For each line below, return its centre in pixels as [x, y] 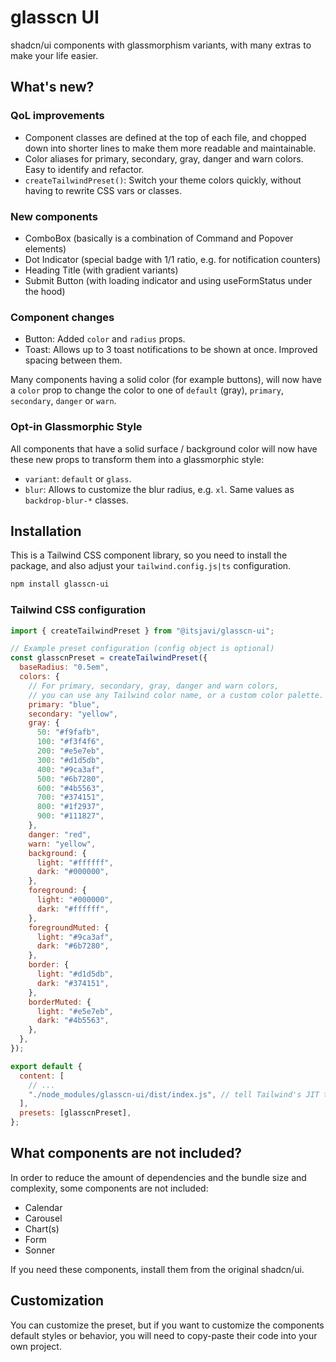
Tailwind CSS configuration [78, 610]
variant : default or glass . [78, 478]
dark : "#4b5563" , [73, 1021]
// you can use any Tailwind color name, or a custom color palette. [176, 695]
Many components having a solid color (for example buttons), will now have [166, 380]
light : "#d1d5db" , [75, 974]
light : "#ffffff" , [75, 862]
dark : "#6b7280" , [73, 946]
